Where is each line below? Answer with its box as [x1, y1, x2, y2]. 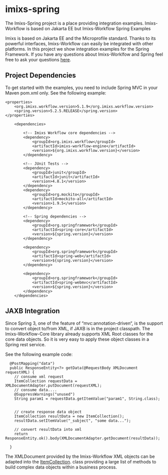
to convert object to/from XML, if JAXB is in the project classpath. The [5, 325, 150, 331]
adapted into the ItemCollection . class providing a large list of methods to [5, 458, 156, 464]
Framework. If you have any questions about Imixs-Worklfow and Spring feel [5, 51, 163, 57]
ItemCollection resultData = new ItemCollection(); [14, 414, 124, 419]
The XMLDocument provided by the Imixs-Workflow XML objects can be [5, 453, 155, 459]
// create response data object [14, 409, 82, 414]
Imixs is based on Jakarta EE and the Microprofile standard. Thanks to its [5, 35, 156, 41]
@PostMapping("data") [10, 361, 55, 366]
